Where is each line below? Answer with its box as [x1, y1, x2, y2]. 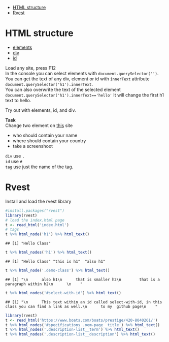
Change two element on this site [5, 122, 73, 129]
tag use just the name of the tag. [5, 164, 74, 170]
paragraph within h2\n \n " [5, 282, 83, 287]
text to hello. [5, 97, 31, 103]
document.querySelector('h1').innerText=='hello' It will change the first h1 [5, 91, 164, 98]
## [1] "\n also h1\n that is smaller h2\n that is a [5, 277, 160, 282]
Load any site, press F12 [5, 65, 56, 71]
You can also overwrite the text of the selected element [5, 86, 121, 92]
